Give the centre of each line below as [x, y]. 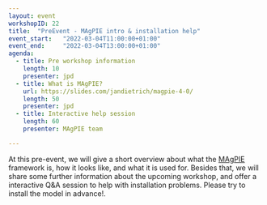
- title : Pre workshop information [76, 62]
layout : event [32, 16]
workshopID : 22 [34, 23]
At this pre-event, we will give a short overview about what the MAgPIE [127, 159]
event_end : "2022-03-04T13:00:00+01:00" [85, 46]
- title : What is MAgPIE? [59, 83]
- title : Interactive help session [76, 114]
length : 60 [41, 122]
